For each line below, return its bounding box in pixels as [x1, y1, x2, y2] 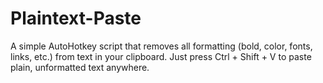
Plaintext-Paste [10, 7, 142, 30]
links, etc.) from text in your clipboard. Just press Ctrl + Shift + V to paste [10, 50, 312, 62]
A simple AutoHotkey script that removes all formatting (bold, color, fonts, [10, 40, 313, 52]
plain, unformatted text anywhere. [10, 61, 150, 73]
